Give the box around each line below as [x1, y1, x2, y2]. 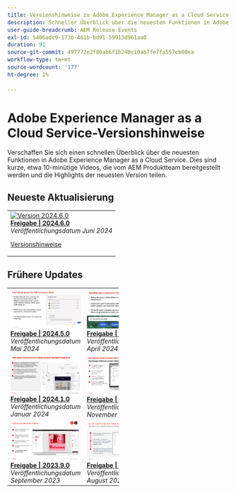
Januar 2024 [10, 410, 49, 418]
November [86, 410, 118, 419]
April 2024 [86, 344, 119, 353]
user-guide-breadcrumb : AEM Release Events [7, 26, 138, 33]
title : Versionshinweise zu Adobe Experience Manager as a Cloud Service [7, 11, 230, 18]
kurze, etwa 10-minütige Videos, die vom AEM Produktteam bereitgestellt [7, 163, 220, 172]
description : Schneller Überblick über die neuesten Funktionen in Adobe [7, 18, 230, 26]
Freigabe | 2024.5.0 [10, 330, 71, 338]
